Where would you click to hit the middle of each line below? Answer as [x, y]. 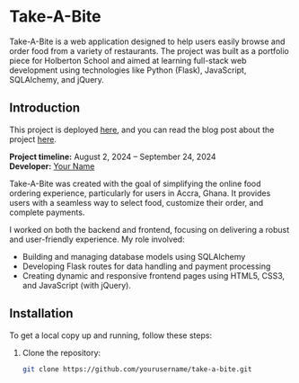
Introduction [45, 108]
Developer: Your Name [52, 166]
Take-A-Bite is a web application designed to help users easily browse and [147, 41]
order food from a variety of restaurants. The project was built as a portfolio [149, 50]
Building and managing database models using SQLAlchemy [134, 256]
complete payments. [47, 212]
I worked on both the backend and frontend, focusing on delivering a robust [149, 229]
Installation [41, 313]
